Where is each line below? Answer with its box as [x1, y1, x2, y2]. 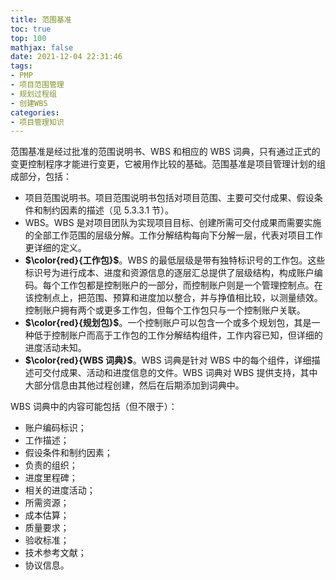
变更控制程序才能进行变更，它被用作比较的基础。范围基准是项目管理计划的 [10, 158, 317, 170]
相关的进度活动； [24, 484, 96, 496]
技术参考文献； [24, 547, 87, 559]
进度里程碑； [24, 472, 78, 484]
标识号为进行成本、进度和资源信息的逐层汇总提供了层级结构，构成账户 [24, 267, 315, 279]
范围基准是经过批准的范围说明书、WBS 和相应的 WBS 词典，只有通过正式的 [10, 146, 321, 158]
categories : [10, 107, 60, 118]
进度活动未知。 [24, 342, 87, 354]
